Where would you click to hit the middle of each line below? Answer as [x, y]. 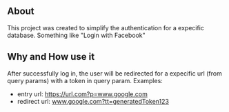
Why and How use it [51, 57]
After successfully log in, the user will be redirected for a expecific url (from [114, 73]
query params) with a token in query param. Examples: [85, 80]
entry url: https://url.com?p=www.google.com [82, 94]
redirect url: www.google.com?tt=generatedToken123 [93, 101]
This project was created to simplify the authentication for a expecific [106, 27]
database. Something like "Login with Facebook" [77, 35]
